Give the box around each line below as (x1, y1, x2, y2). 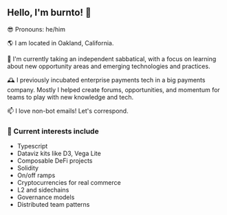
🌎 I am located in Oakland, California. (7, 38, 114, 47)
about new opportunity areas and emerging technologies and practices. (7, 62, 210, 70)
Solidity (17, 164, 39, 172)
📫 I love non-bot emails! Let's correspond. (7, 106, 129, 115)
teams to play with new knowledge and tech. (7, 93, 134, 101)
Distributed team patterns (17, 201, 90, 209)
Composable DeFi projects (17, 157, 93, 165)
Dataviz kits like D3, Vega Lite (17, 149, 101, 158)
